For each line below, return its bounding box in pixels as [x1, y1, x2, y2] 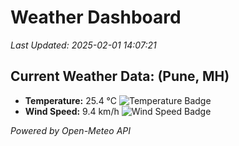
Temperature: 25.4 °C [24, 94, 118, 106]
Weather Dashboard [10, 6, 182, 29]
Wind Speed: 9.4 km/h [24, 105, 120, 117]
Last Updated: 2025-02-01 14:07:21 [10, 39, 157, 51]
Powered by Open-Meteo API [10, 124, 132, 136]
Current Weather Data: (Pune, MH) [10, 68, 230, 85]
